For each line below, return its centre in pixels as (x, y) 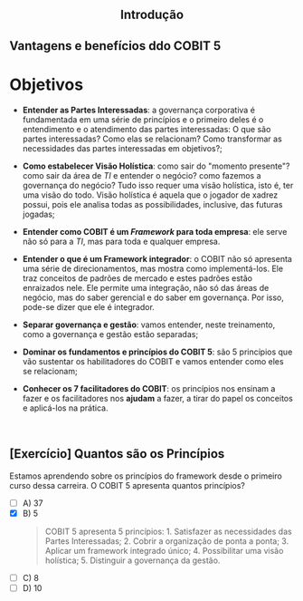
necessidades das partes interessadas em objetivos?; (123, 148)
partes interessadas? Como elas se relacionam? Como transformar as (152, 139)
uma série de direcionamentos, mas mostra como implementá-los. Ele (152, 268)
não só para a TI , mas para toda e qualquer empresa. (121, 241)
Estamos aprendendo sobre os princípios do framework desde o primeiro (146, 476)
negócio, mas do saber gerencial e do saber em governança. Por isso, (153, 297)
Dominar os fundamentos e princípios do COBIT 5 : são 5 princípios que (157, 352)
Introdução (152, 15)
